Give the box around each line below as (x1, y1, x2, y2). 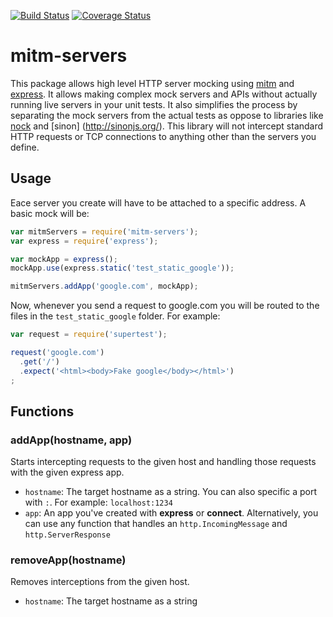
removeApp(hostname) (10, 553, 127, 567)
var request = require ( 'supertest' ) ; (10, 330, 168, 340)
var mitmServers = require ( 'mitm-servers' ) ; (10, 226, 199, 237)
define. (10, 141, 40, 153)
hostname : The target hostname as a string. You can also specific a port (24, 486, 318, 498)
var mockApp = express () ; (10, 254, 118, 264)
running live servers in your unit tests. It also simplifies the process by (10, 98, 298, 110)
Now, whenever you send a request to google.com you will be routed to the (10, 300, 320, 312)
